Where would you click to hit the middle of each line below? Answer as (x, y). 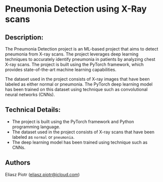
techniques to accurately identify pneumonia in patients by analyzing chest (80, 59)
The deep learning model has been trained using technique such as (80, 142)
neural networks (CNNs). (30, 94)
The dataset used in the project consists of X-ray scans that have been (83, 132)
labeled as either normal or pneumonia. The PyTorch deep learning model (79, 84)
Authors (18, 163)
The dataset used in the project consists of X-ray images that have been (77, 79)
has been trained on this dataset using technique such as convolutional (76, 89)
